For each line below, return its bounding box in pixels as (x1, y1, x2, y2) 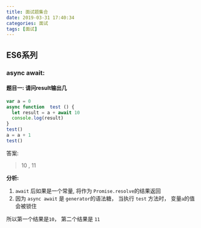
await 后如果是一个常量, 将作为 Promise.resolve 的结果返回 (15, 187, 161, 195)
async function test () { (6, 104, 75, 110)
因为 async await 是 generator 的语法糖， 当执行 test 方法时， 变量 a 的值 (15, 195, 196, 202)
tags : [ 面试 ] (6, 26, 38, 32)
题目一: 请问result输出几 (6, 85, 67, 92)
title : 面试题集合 (6, 9, 49, 15)
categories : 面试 (6, 20, 49, 26)
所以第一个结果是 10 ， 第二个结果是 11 (6, 215, 100, 223)
